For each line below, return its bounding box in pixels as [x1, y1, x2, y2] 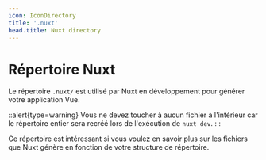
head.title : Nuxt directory [8, 26, 102, 34]
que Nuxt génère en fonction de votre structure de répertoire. [8, 143, 210, 152]
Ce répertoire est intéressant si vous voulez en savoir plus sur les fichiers [8, 134, 249, 143]
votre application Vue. [8, 95, 81, 105]
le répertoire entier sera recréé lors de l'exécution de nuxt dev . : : [8, 119, 221, 128]
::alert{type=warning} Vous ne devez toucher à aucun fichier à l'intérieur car [8, 110, 258, 120]
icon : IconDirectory [8, 11, 77, 20]
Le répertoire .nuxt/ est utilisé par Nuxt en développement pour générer [8, 86, 245, 96]
